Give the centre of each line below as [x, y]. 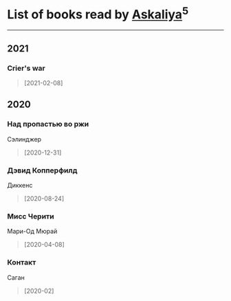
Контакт [22, 263]
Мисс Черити [31, 216]
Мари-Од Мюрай [32, 232]
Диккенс [20, 185]
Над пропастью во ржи [48, 124]
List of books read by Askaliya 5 [98, 13]
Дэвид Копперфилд [42, 170]
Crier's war [26, 68]
